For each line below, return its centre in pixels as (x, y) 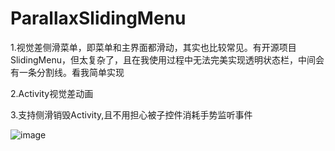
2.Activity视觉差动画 (52, 93)
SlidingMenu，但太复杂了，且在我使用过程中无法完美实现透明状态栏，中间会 (167, 59)
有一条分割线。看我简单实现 (67, 72)
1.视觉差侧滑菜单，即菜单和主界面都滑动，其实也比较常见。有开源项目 (153, 47)
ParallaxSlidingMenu (98, 18)
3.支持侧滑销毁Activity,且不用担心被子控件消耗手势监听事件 (131, 114)
